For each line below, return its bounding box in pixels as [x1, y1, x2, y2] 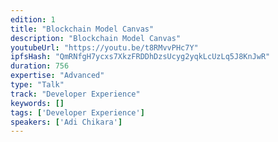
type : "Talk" [10, 80, 65, 90]
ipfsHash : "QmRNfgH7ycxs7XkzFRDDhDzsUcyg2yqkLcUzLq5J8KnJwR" [10, 52, 271, 62]
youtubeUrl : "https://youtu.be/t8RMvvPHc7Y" [10, 42, 199, 53]
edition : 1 [10, 14, 56, 25]
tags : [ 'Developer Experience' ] [10, 107, 145, 118]
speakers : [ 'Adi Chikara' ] [10, 117, 123, 127]
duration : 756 [10, 61, 70, 71]
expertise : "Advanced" [10, 71, 105, 81]
